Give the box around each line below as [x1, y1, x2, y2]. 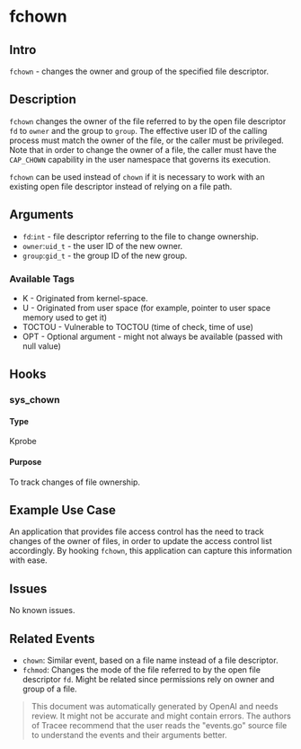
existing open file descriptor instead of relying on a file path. [9, 181, 233, 192]
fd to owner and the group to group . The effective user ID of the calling [9, 125, 268, 136]
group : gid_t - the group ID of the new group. [22, 250, 188, 261]
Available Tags [9, 272, 75, 285]
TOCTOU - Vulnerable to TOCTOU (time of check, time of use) [22, 321, 254, 332]
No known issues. [9, 605, 75, 616]
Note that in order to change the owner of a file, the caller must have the [9, 144, 277, 155]
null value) [22, 340, 61, 352]
